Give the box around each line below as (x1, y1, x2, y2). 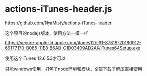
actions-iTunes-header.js (5, 3, 112, 15)
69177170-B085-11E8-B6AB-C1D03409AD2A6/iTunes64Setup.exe (5, 45, 141, 51)
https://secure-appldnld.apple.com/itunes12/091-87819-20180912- (5, 39, 141, 45)
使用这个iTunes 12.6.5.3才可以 (5, 55, 66, 61)
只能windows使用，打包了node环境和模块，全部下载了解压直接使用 (5, 66, 143, 72)
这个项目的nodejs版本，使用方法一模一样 (5, 30, 89, 36)
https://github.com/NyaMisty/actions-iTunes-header (5, 20, 112, 26)
